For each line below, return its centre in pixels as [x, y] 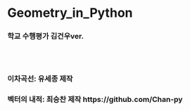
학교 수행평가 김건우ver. [46, 37]
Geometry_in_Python [70, 13]
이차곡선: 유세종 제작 [40, 79]
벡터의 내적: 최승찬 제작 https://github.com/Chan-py [95, 100]
